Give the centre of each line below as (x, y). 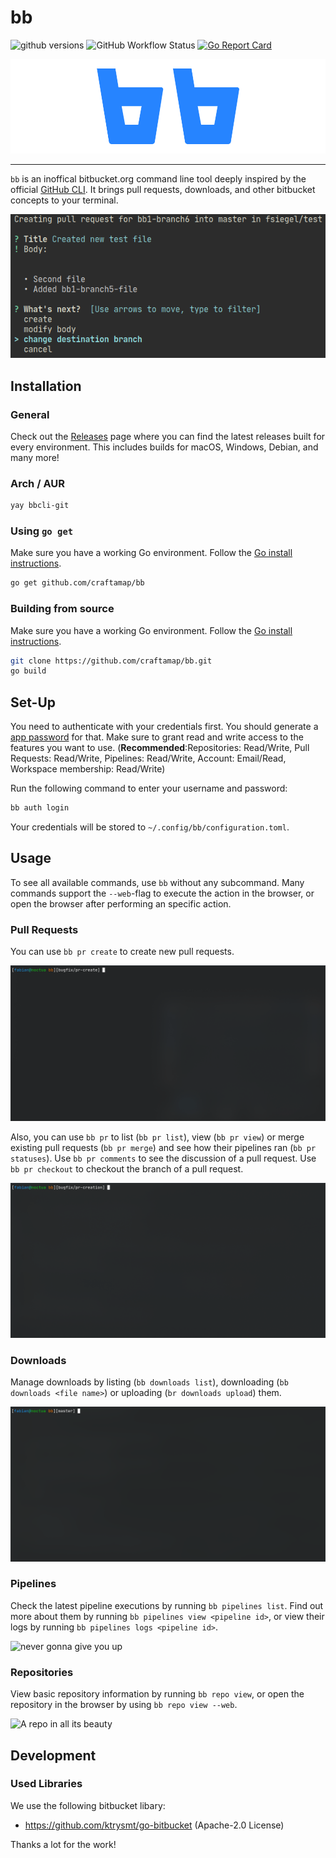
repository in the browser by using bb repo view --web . (124, 1705)
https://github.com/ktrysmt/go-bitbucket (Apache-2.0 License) (154, 1825)
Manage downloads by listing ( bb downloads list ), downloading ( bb (149, 1382)
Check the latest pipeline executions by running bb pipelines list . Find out (167, 1605)
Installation (46, 386)
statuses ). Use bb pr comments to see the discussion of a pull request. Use (163, 1158)
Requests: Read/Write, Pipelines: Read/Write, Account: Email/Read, (148, 758)
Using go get (42, 531)
